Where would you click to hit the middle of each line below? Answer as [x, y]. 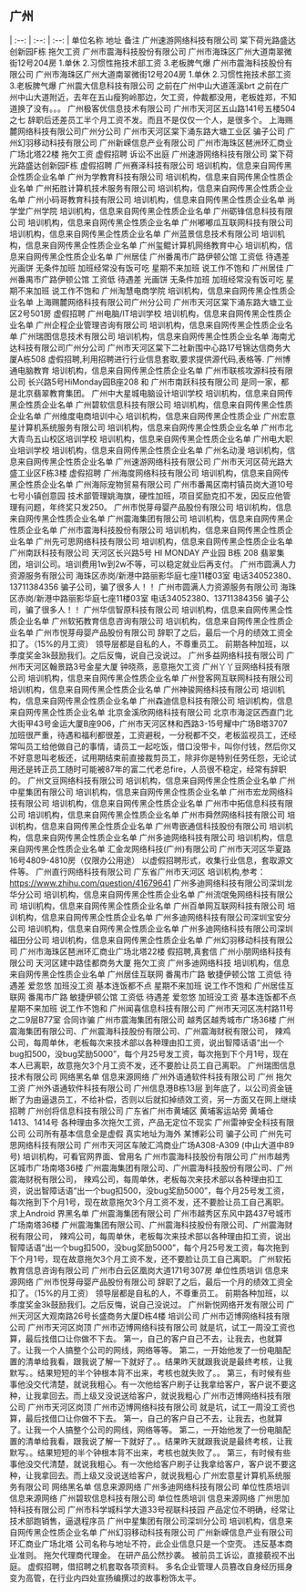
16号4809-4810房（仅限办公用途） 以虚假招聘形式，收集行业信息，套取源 [148, 860]
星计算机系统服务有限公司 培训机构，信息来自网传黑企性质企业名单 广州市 [147, 427]
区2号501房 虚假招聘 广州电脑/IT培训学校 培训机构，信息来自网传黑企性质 [147, 313]
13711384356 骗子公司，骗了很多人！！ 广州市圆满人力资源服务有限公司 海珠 [153, 587]
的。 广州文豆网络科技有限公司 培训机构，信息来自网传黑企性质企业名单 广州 [153, 780]
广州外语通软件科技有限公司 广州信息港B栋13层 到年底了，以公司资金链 [160, 1088]
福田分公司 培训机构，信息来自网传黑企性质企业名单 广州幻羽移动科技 [139, 940]
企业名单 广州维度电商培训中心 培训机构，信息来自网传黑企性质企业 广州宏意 [153, 416]
